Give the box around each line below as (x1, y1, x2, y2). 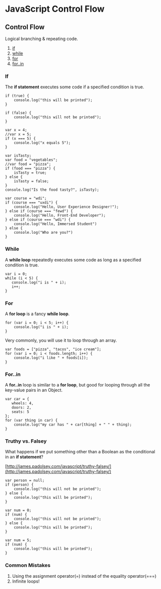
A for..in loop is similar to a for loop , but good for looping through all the (5, 382, 150, 388)
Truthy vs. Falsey (5, 438, 47, 445)
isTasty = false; (14, 179, 49, 184)
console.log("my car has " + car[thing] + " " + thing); (14, 422, 132, 427)
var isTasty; (5, 153, 32, 158)
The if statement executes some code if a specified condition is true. (5, 84, 144, 90)
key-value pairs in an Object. (5, 387, 63, 393)
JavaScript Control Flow (5, 3, 105, 15)
